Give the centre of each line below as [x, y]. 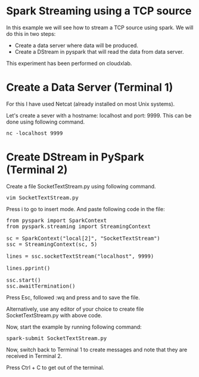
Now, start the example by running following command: [74, 327]
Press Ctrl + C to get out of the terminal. [55, 367]
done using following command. [46, 122]
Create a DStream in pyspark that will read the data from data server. [99, 51]
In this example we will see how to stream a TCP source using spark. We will [100, 27]
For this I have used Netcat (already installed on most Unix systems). [91, 104]
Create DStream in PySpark [75, 157]
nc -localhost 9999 [35, 133]
